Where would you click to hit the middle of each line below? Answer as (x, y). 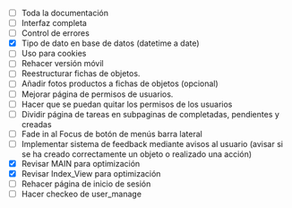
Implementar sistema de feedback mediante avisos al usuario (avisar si (152, 143)
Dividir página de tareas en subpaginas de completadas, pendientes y (150, 114)
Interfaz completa (54, 23)
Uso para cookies (54, 54)
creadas (36, 124)
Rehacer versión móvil (62, 64)
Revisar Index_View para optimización (91, 173)
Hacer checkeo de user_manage (82, 194)
